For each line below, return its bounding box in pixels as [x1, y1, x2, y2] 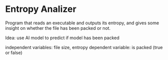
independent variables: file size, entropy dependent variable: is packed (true [5, 44, 163, 50]
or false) [5, 50, 23, 56]
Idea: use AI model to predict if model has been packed [5, 35, 119, 41]
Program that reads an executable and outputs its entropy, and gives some [5, 20, 159, 26]
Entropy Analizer [5, 3, 77, 15]
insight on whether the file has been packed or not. [5, 25, 111, 31]
